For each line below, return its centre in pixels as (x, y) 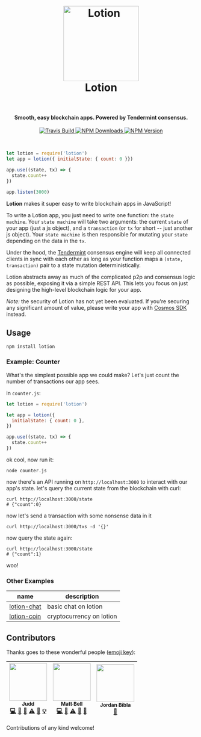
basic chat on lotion (75, 606)
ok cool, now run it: (30, 460)
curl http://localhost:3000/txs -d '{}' (58, 526)
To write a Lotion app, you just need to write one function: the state (90, 215)
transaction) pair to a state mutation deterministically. (74, 265)
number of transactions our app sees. (53, 381)
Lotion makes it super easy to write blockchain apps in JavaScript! (89, 203)
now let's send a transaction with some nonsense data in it (79, 516)
